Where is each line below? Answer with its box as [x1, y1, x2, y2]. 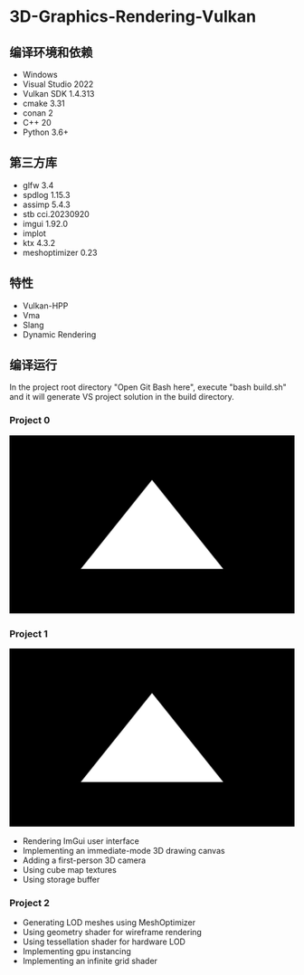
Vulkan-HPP [22, 300, 69, 311]
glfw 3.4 [22, 179, 54, 191]
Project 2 [9, 896, 50, 909]
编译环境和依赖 [9, 44, 93, 60]
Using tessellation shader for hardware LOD [22, 936, 185, 947]
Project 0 [9, 414, 51, 427]
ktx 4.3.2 [22, 237, 56, 248]
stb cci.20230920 [22, 208, 90, 219]
